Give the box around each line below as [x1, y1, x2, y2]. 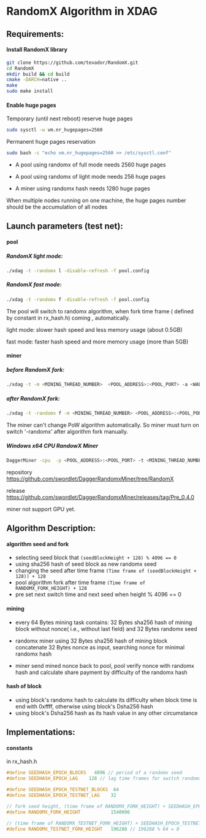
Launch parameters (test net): [6, 221, 124, 232]
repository [6, 468, 32, 476]
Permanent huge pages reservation [6, 138, 96, 146]
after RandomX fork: [6, 394, 60, 402]
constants [6, 744, 33, 751]
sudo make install [6, 88, 53, 95]
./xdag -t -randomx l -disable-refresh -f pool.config [6, 267, 150, 274]
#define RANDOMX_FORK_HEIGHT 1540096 [6, 809, 131, 815]
